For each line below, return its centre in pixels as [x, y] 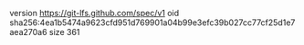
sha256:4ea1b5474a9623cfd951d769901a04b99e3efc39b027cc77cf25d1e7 [152, 22]
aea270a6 [28, 32]
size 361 [64, 32]
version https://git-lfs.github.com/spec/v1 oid [94, 13]
